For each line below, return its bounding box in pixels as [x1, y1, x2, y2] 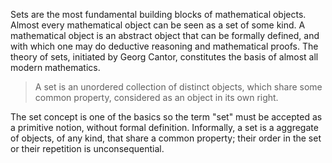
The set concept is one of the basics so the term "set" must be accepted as [10, 111, 323, 123]
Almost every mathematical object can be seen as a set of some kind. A [10, 19, 306, 31]
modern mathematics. [10, 62, 101, 73]
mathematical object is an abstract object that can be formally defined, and [10, 30, 320, 41]
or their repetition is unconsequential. [10, 143, 165, 154]
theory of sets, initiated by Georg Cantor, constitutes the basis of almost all [10, 51, 319, 63]
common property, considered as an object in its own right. [34, 92, 279, 103]
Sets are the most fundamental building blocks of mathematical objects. [10, 9, 307, 20]
